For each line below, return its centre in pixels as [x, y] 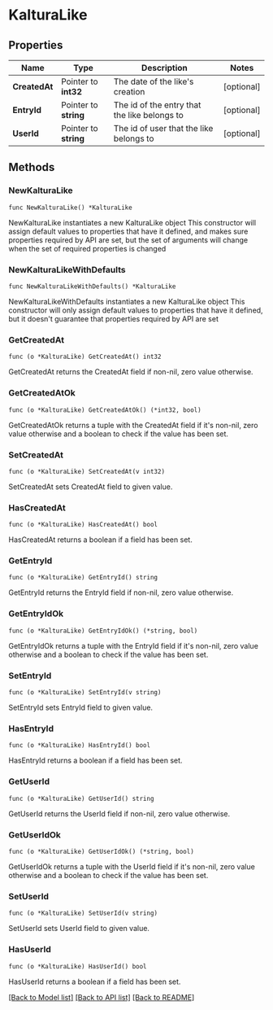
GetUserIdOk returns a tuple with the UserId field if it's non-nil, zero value [132, 866]
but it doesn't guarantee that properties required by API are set [114, 318]
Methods [32, 167]
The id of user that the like [163, 128]
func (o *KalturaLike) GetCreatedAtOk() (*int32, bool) [105, 410]
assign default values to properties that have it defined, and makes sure [128, 231]
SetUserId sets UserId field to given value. [79, 929]
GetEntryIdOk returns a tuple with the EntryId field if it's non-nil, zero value [133, 645]
